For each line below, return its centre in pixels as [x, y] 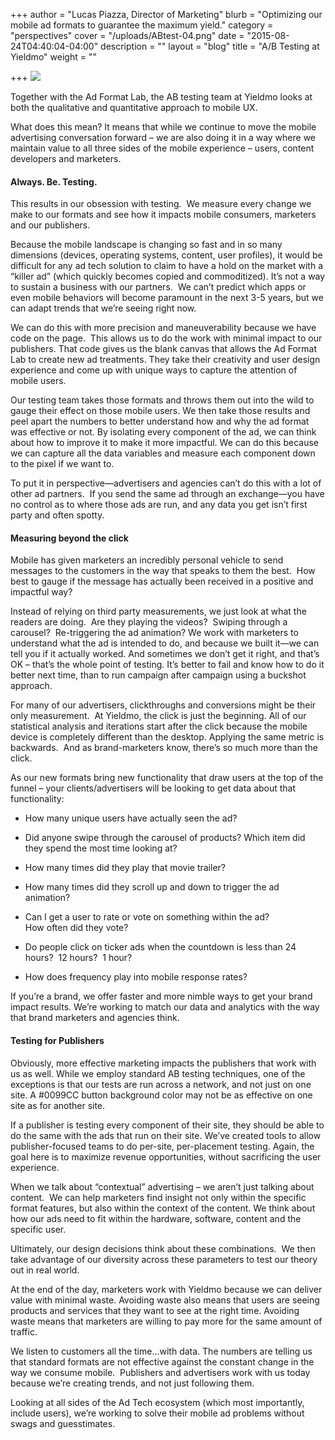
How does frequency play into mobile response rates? [136, 977]
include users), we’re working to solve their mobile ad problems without [157, 1413]
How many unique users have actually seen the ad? [131, 818]
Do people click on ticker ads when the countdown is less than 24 [160, 947]
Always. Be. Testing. [54, 181]
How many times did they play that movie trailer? [125, 868]
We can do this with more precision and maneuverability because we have [163, 328]
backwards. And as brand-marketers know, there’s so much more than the [164, 748]
